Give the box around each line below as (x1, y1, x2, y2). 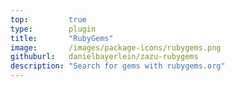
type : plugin (10, 24, 97, 34)
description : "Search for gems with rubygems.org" (10, 61, 226, 71)
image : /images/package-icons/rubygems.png (10, 42, 222, 53)
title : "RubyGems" (10, 33, 114, 43)
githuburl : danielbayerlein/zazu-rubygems (10, 52, 199, 62)
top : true (10, 14, 87, 25)
